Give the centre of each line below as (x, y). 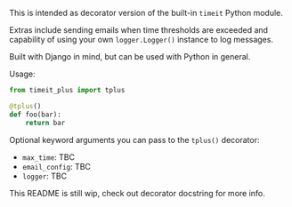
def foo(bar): (36, 115)
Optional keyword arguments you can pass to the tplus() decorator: (134, 139)
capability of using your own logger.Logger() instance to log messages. (142, 40)
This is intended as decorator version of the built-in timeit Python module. (146, 13)
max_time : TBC (49, 157)
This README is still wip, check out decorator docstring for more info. (137, 193)
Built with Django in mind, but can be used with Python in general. (130, 56)
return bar (45, 123)
